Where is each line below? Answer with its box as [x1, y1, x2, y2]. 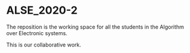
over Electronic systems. [6, 29, 68, 36]
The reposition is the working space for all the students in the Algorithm [6, 23, 185, 30]
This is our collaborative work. [6, 41, 81, 48]
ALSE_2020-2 [6, 4, 78, 17]
